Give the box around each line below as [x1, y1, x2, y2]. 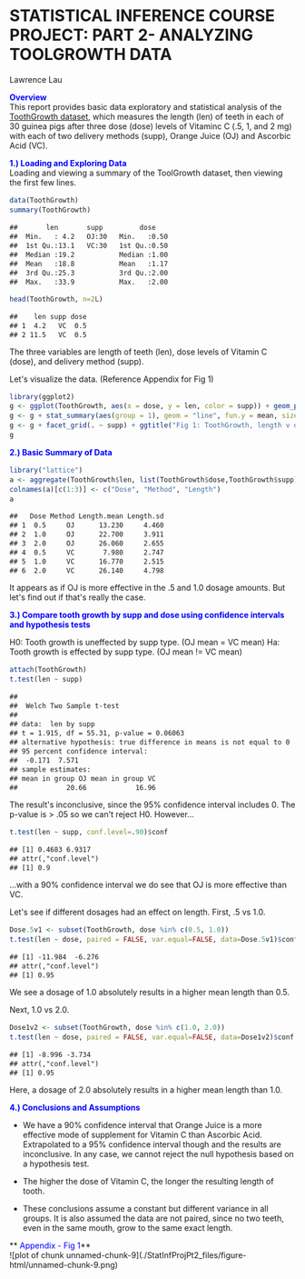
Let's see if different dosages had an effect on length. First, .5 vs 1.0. [9, 906, 266, 918]
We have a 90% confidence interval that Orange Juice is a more [22, 1119, 262, 1130]
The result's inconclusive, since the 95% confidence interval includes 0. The [9, 799, 296, 810]
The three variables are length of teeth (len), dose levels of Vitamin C [9, 346, 268, 357]
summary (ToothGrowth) [9, 205, 92, 215]
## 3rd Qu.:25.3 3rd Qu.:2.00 [9, 268, 169, 277]
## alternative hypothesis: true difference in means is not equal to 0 [9, 738, 290, 747]
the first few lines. [9, 176, 77, 187]
